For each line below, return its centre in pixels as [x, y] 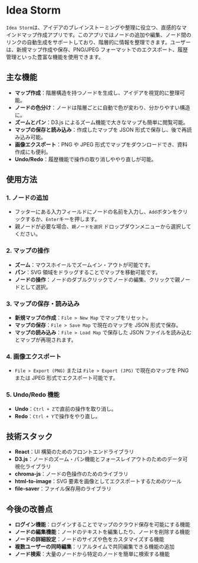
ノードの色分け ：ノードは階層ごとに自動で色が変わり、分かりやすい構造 [102, 108]
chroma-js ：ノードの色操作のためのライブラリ [71, 474]
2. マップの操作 [28, 250]
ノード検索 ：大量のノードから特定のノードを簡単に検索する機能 [92, 554]
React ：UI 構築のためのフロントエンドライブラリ [74, 452]
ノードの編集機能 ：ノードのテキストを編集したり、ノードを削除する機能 [102, 532]
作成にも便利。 [33, 152]
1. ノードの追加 [27, 198]
